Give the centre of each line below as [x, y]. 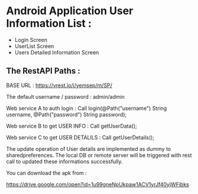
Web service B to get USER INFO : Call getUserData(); [72, 126]
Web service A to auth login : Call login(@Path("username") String [87, 108]
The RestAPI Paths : [43, 71]
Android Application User [70, 11]
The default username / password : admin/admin [66, 96]
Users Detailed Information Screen [57, 52]
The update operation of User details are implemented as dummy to [89, 148]
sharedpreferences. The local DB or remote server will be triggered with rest [99, 155]
